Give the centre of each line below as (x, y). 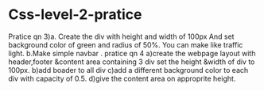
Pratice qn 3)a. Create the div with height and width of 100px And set (121, 36)
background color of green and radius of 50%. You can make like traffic (126, 44)
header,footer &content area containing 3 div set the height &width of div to (132, 62)
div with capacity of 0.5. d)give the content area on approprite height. (122, 78)
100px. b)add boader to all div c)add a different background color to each (128, 70)
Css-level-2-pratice (75, 15)
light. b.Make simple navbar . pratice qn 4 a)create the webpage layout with (132, 53)
